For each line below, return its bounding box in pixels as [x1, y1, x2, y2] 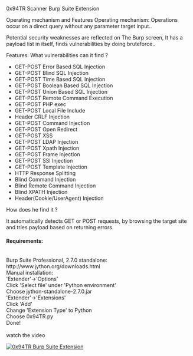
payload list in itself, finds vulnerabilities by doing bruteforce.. [6, 41, 156, 47]
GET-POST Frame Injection [14, 151, 81, 158]
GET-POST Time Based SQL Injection [14, 76, 106, 83]
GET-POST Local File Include [14, 107, 86, 114]
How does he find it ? [6, 206, 58, 213]
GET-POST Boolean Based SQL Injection [14, 82, 113, 89]
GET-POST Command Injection [14, 120, 90, 126]
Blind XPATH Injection [14, 189, 68, 195]
